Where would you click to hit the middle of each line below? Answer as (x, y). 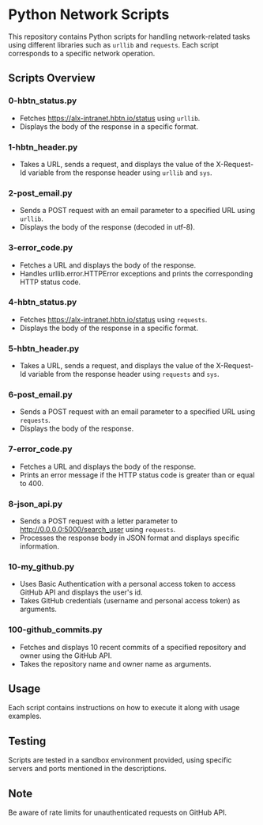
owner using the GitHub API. (66, 656)
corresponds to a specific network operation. (82, 53)
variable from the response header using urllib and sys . (120, 173)
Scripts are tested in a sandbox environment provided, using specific (120, 760)
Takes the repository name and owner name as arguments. (115, 663)
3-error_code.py (41, 248)
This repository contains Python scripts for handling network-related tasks (129, 36)
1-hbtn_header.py (43, 146)
